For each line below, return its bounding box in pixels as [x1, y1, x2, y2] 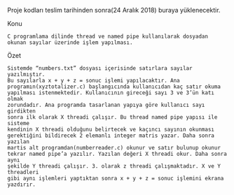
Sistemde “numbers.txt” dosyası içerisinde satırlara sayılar [7, 65, 193, 72]
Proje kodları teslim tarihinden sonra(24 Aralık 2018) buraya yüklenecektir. [7, 6, 221, 14]
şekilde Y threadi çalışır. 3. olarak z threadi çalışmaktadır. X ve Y [7, 163, 221, 170]
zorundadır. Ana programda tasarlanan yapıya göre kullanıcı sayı [7, 101, 205, 108]
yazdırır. [7, 181, 36, 188]
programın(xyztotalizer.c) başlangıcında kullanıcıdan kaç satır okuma [7, 83, 221, 90]
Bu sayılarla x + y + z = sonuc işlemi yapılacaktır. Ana [7, 77, 180, 84]
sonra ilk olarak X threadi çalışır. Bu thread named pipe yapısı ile [7, 114, 218, 121]
